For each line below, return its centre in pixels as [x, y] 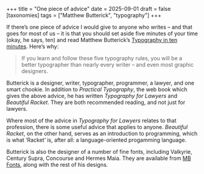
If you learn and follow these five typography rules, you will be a [102, 58]
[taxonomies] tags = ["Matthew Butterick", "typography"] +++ [84, 15]
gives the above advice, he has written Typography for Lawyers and [92, 96]
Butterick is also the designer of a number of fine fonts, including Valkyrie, [100, 152]
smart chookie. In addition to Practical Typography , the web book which [97, 89]
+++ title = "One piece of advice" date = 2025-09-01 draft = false [89, 9]
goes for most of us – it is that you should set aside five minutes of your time [102, 33]
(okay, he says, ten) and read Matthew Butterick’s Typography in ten [92, 40]
